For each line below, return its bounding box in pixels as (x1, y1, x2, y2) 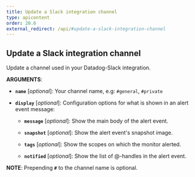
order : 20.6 (6, 20, 36, 26)
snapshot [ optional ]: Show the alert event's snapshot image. (24, 129, 173, 137)
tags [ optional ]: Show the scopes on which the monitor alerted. (24, 141, 181, 148)
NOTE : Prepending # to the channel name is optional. (6, 164, 138, 172)
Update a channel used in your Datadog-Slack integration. (6, 64, 151, 71)
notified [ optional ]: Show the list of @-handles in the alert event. (24, 152, 187, 160)
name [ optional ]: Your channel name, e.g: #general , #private (14, 88, 163, 95)
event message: (14, 106, 56, 113)
